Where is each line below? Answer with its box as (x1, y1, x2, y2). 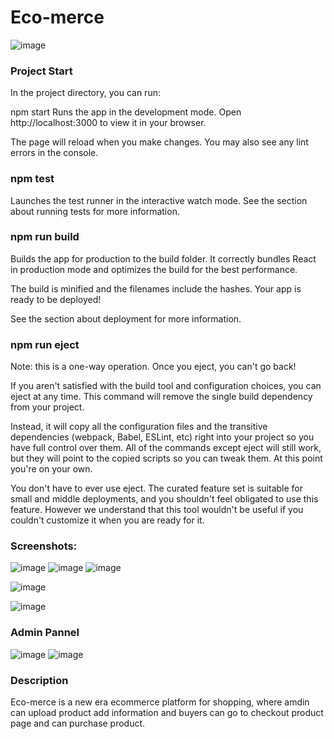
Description (10, 673, 69, 687)
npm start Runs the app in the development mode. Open (10, 106, 242, 118)
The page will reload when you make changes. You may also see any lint (10, 136, 309, 148)
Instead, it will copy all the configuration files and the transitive (10, 421, 268, 433)
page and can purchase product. (10, 717, 146, 730)
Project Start (10, 64, 73, 78)
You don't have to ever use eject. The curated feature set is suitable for (10, 482, 304, 495)
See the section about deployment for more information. (10, 312, 242, 325)
